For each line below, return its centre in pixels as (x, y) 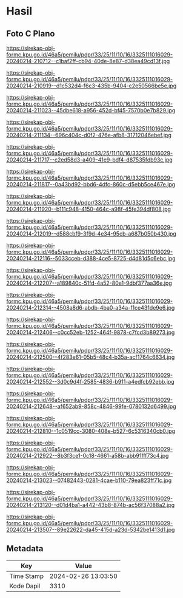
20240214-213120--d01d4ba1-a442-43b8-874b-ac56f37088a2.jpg (91, 505)
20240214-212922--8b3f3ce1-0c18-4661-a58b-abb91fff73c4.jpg (88, 456)
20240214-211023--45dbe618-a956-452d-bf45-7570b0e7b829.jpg (91, 110)
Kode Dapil (25, 586)
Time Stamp (27, 576)
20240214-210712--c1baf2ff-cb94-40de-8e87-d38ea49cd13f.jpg (88, 61)
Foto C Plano (31, 34)
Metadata (25, 549)
